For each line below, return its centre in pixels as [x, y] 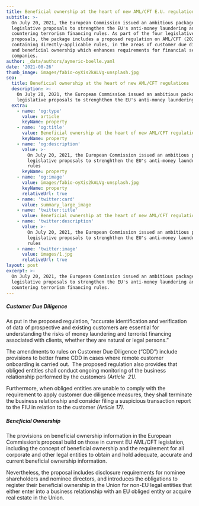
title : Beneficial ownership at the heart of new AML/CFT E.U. [86, 12]
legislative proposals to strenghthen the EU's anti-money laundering [106, 100]
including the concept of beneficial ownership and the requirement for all [95, 448]
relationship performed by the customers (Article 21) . [72, 377]
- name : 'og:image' [41, 177]
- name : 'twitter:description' [55, 221]
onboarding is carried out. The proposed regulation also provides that [92, 364]
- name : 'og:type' [39, 111]
